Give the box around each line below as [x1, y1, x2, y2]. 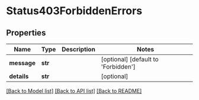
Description [61, 46, 96, 53]
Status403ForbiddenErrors [6, 4, 143, 18]
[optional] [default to [101, 55, 159, 63]
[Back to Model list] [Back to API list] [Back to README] [6, 88, 142, 94]
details [9, 72, 29, 80]
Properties [6, 28, 46, 38]
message [9, 59, 36, 67]
